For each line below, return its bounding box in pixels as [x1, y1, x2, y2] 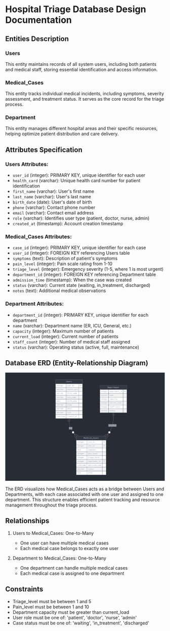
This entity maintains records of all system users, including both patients [5, 61, 157, 67]
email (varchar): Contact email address [12, 210, 94, 216]
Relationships [5, 517, 50, 525]
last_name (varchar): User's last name [12, 194, 91, 200]
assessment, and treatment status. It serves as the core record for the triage [5, 96, 164, 102]
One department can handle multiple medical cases [20, 565, 128, 571]
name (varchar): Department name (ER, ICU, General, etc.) [12, 322, 132, 328]
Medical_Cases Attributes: [5, 233, 72, 240]
